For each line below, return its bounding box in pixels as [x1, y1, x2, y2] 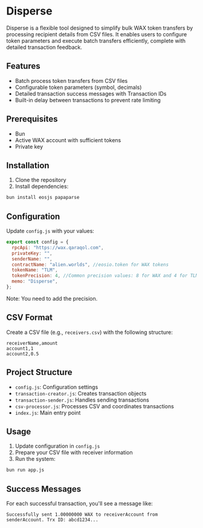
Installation [6, 160, 50, 171]
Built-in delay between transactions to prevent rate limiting [14, 96, 161, 103]
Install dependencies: [14, 183, 69, 190]
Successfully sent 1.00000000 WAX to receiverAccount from [6, 512, 158, 518]
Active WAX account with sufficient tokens [14, 136, 121, 143]
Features [6, 61, 40, 71]
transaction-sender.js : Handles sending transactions [14, 396, 149, 403]
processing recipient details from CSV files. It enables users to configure [6, 30, 187, 37]
